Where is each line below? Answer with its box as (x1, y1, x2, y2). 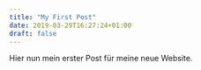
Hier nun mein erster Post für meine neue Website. (9, 53, 193, 64)
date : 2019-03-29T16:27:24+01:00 (9, 21, 132, 30)
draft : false (9, 29, 57, 38)
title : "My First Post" (9, 12, 97, 22)
